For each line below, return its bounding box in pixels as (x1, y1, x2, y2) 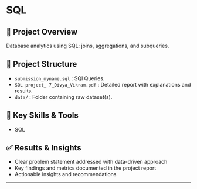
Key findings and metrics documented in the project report (14, 164, 157, 171)
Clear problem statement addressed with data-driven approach (14, 159, 168, 166)
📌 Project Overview (6, 27, 78, 37)
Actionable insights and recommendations (14, 171, 117, 178)
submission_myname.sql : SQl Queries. (14, 74, 105, 82)
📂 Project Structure (6, 59, 77, 69)
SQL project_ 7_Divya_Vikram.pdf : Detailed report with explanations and (14, 81, 191, 88)
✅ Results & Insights (6, 143, 82, 153)
